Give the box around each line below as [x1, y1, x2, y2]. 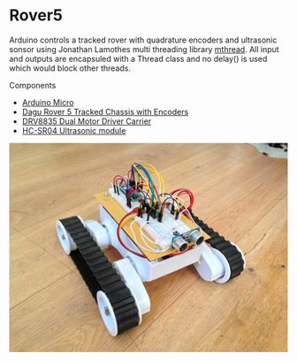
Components [9, 80, 57, 90]
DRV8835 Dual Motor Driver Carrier [21, 116, 152, 127]
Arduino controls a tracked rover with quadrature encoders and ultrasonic [9, 35, 278, 45]
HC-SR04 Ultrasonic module [21, 125, 126, 135]
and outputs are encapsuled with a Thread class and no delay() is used [9, 53, 268, 64]
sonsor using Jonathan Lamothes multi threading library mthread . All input [9, 43, 280, 54]
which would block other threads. [9, 63, 131, 73]
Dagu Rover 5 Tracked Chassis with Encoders [21, 106, 189, 117]
